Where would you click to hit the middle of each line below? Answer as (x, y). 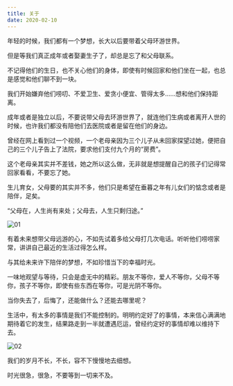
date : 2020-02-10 (32, 20)
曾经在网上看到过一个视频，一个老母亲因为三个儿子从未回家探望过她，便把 (113, 140)
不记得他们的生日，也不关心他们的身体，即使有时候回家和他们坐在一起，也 (113, 70)
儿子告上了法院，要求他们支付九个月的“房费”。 (98, 149)
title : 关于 (23, 14)
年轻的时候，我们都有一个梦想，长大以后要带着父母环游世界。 (95, 41)
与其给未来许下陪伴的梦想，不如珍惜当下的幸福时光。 (83, 262)
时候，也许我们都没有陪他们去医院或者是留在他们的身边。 (89, 125)
